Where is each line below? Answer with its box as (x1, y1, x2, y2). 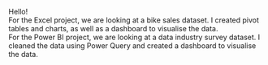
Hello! (8, 7, 28, 16)
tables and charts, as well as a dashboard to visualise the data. (8, 24, 218, 33)
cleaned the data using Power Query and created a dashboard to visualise (8, 41, 257, 51)
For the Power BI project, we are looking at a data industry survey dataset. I (8, 32, 261, 42)
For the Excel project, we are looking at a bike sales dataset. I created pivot (8, 15, 260, 25)
